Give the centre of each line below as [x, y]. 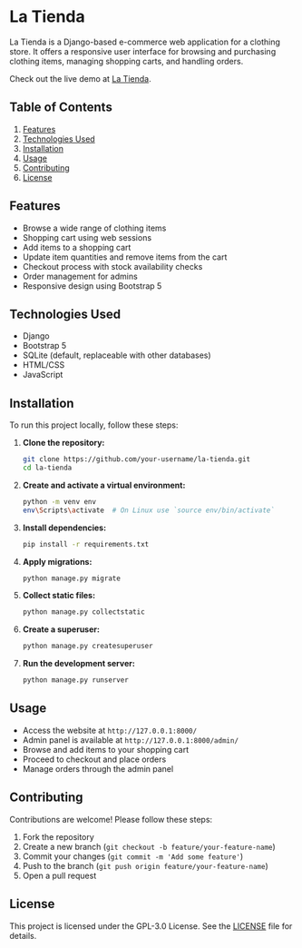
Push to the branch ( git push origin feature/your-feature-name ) [146, 865]
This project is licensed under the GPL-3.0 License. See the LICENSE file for [151, 926]
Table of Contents [61, 108]
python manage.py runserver [75, 680]
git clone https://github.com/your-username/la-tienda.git [136, 459]
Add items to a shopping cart [77, 247]
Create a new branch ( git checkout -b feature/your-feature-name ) [149, 846]
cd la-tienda [47, 468]
